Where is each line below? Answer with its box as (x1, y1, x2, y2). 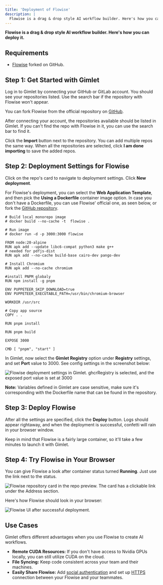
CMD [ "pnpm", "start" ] (5, 347, 55, 351)
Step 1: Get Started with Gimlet (5, 76, 99, 84)
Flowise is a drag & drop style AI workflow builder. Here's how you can (5, 30, 149, 36)
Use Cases (5, 521, 38, 530)
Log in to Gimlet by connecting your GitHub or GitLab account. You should (5, 89, 153, 94)
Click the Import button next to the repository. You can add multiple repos (5, 138, 153, 144)
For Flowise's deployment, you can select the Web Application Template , (5, 189, 153, 195)
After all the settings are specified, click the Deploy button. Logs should (5, 417, 148, 422)
